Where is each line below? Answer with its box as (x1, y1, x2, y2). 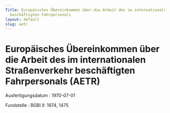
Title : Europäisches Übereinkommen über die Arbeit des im (5, 7, 133, 13)
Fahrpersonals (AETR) (5, 76, 100, 87)
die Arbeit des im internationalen (5, 54, 146, 66)
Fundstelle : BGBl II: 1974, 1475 (5, 102, 69, 108)
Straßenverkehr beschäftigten (5, 65, 136, 77)
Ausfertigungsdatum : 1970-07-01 (5, 92, 75, 99)
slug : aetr (5, 21, 28, 27)
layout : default (5, 17, 39, 22)
